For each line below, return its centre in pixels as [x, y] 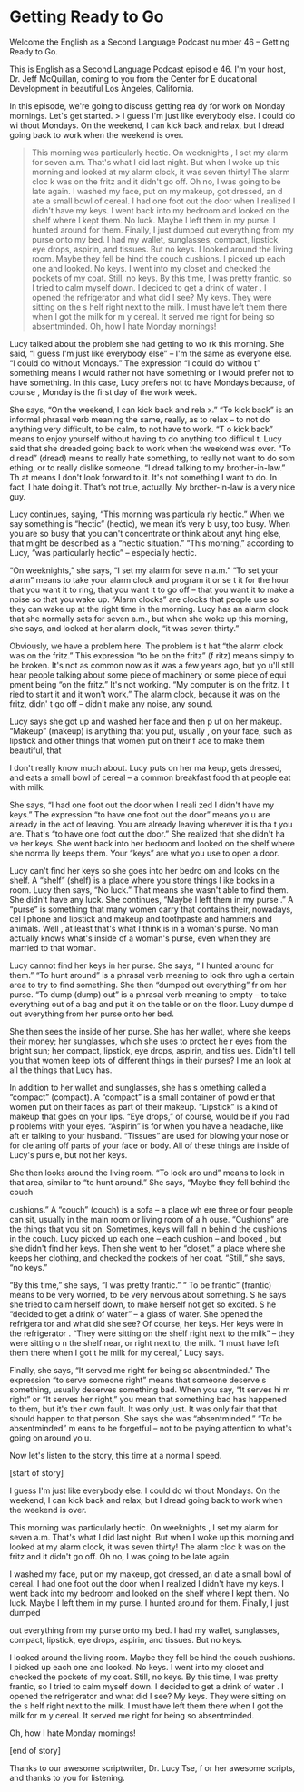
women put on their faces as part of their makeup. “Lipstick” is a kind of [144, 1106]
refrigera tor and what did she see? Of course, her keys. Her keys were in [147, 1323]
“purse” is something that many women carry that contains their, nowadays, [151, 909]
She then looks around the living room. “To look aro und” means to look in [147, 1173]
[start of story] [37, 1472]
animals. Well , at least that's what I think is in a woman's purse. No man [144, 928]
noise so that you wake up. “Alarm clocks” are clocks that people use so [144, 599]
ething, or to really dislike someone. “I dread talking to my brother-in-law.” [147, 467]
